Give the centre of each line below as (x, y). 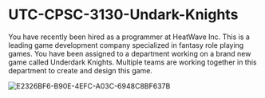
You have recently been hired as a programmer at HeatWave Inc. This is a (129, 37)
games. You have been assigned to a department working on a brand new (130, 53)
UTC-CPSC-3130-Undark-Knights (123, 15)
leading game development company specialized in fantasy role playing (126, 45)
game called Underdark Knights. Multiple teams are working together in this (132, 62)
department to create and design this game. (81, 70)
